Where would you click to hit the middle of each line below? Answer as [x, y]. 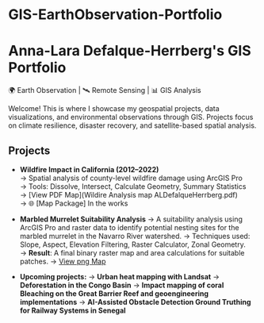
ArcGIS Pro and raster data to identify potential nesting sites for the [129, 227]
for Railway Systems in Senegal [73, 310]
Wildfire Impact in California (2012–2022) [89, 169]
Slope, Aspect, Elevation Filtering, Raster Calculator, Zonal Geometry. [132, 244]
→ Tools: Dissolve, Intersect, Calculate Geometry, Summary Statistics [133, 186]
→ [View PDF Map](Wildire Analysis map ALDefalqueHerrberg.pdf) [128, 194]
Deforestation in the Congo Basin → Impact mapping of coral [122, 285]
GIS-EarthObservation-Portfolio [115, 15]
